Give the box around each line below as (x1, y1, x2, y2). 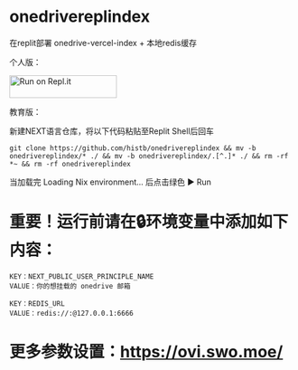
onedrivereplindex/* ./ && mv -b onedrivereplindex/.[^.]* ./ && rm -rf (9, 151, 289, 160)
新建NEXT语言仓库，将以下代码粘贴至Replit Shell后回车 (9, 125, 215, 137)
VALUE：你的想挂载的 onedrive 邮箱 (9, 281, 131, 290)
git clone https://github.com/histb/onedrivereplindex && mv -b (9, 143, 256, 153)
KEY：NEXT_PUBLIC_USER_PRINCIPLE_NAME (9, 271, 154, 281)
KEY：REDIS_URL (9, 299, 65, 308)
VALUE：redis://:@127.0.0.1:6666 (9, 308, 134, 318)
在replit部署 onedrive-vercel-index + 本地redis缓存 (9, 37, 197, 48)
